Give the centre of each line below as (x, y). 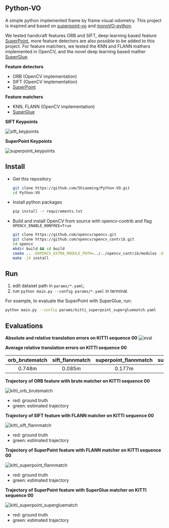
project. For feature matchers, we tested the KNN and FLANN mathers (78, 46)
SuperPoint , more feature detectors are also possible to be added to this (80, 41)
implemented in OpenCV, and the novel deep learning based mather (75, 51)
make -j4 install (31, 258)
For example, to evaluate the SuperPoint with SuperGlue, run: (69, 301)
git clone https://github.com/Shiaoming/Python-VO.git (71, 188)
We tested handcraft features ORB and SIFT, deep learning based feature (81, 35)
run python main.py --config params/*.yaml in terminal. (70, 291)
